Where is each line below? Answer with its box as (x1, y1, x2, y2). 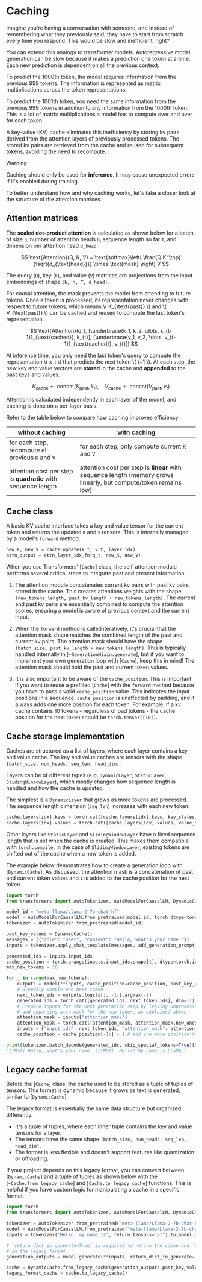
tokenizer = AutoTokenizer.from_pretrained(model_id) (6, 920, 144, 926)
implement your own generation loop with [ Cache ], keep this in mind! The (14, 657, 195, 665)
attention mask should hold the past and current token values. (14, 663, 168, 671)
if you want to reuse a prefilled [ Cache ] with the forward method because (14, 681, 194, 689)
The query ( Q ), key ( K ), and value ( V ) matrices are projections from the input (6, 271, 193, 279)
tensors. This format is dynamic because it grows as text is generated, (6, 1087, 180, 1094)
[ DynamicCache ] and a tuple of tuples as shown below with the (6, 1173, 158, 1180)
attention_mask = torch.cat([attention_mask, (17, 1020, 133, 1026)
